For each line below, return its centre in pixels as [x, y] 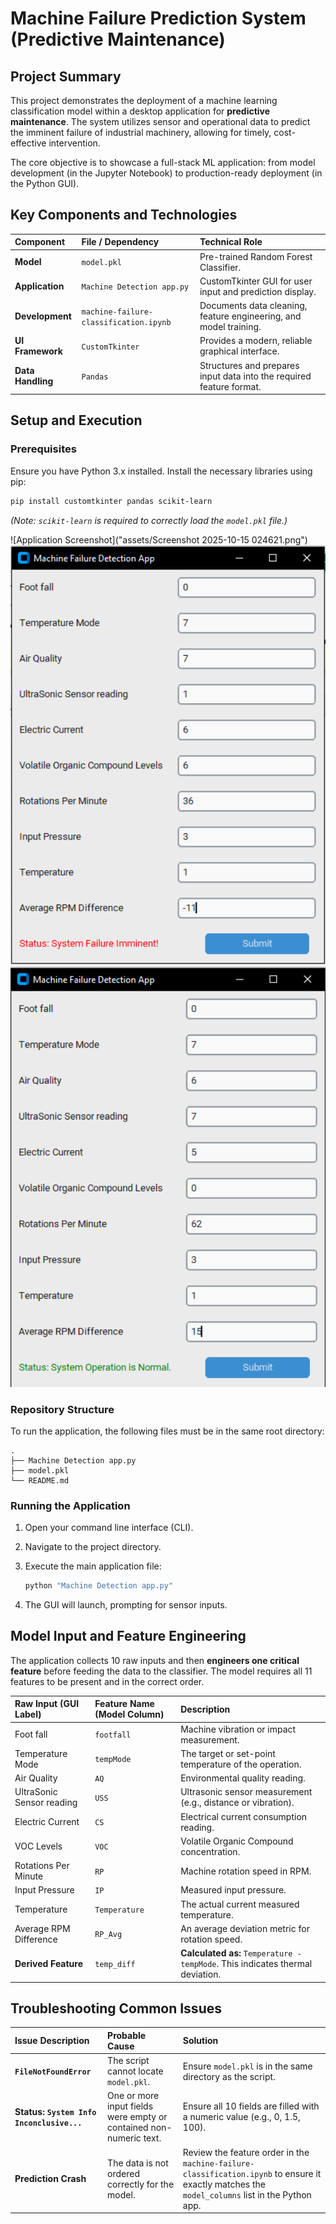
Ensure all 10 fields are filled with [251, 2106]
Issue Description [52, 2041]
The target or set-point [228, 1753]
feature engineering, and [250, 316]
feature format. [230, 386]
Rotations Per [42, 1866]
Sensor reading [46, 1803]
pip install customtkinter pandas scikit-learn [111, 501]
